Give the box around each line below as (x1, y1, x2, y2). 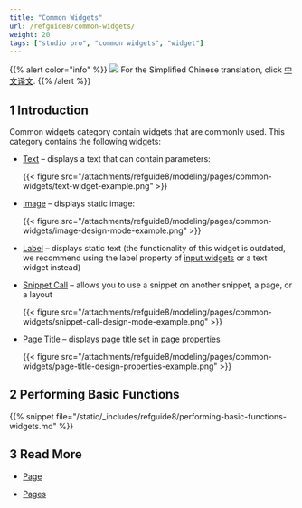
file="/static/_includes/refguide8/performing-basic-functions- (55, 410, 288, 421)
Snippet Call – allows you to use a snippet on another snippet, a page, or (22, 279, 293, 290)
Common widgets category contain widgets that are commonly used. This (9, 127, 285, 137)
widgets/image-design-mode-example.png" (22, 225, 187, 236)
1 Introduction (9, 102, 89, 118)
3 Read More (9, 447, 83, 462)
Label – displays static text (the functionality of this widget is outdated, (22, 243, 287, 254)
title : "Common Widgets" (9, 13, 103, 23)
